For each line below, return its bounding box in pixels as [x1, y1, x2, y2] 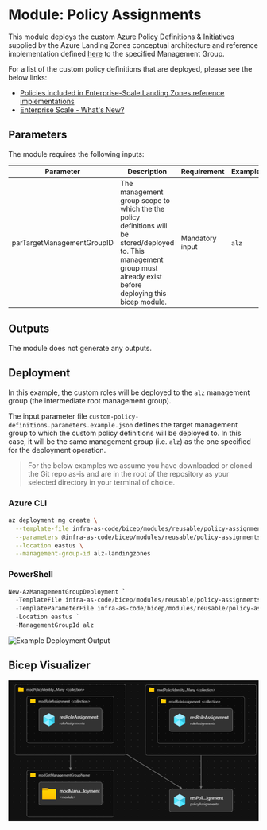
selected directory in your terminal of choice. [27, 477, 176, 487]
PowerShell [8, 569, 53, 580]
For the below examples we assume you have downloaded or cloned [27, 460, 253, 470]
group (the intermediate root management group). [8, 396, 172, 405]
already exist [120, 271, 163, 281]
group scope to [120, 195, 171, 205]
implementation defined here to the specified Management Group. [8, 49, 225, 58]
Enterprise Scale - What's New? [19, 105, 125, 115]
